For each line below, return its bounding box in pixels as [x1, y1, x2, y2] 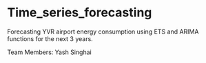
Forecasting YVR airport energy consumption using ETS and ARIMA [7, 27, 199, 36]
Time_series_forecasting [7, 5, 152, 21]
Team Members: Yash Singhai [7, 48, 92, 56]
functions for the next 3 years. [7, 34, 93, 42]
